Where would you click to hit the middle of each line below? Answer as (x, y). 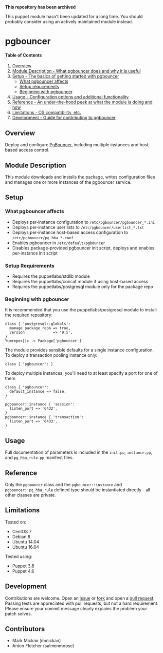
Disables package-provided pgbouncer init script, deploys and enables (83, 248)
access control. (34, 150)
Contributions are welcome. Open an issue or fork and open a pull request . (80, 598)
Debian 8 (21, 537)
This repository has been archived (41, 7)
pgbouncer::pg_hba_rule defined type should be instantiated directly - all (78, 490)
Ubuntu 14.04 (26, 542)
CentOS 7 (22, 531)
